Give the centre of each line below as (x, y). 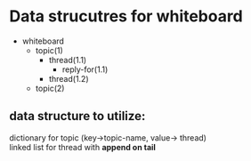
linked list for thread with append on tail (82, 147)
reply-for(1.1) (85, 69)
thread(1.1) (68, 60)
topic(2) (50, 88)
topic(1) (49, 50)
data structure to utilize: (77, 116)
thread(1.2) (69, 78)
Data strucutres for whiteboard (126, 16)
